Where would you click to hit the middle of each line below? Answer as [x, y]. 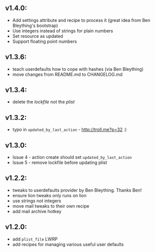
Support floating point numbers [45, 41]
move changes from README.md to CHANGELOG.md [68, 74]
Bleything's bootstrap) [35, 25]
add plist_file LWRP [35, 239]
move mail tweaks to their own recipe [51, 206]
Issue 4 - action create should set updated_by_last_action [72, 157]
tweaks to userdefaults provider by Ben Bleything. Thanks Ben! [77, 190]
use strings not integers [37, 201]
